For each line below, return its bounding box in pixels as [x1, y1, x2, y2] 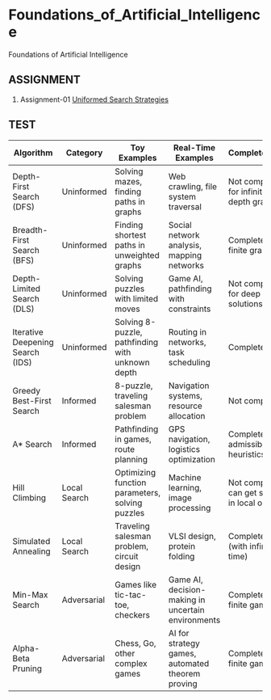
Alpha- [12, 643, 40, 654]
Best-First [12, 394, 52, 406]
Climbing [12, 491, 47, 503]
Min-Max [12, 588, 48, 600]
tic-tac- [115, 588, 147, 600]
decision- [168, 584, 206, 595]
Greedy [12, 385, 41, 396]
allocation [168, 410, 206, 421]
